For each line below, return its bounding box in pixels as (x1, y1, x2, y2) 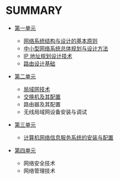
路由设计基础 (23, 60, 55, 67)
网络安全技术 (23, 159, 55, 167)
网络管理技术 (23, 167, 55, 174)
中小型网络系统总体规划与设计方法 (23, 45, 109, 52)
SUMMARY (5, 4, 63, 18)
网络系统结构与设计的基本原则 (23, 37, 98, 44)
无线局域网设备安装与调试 (23, 108, 87, 115)
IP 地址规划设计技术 (23, 52, 73, 59)
